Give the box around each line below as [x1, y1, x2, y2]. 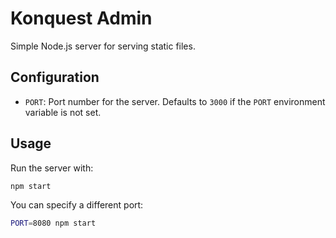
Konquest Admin [10, 7, 153, 30]
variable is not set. [24, 106, 102, 118]
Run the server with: [10, 162, 94, 174]
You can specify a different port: [10, 199, 144, 211]
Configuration [10, 69, 100, 86]
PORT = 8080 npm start [10, 218, 97, 229]
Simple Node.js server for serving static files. [10, 40, 196, 52]
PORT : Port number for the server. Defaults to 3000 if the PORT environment [24, 95, 326, 107]
